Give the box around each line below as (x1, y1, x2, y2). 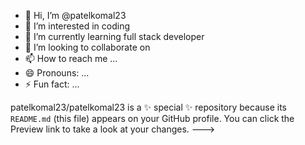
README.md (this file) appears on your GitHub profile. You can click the (10, 113, 295, 124)
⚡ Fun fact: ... (24, 78, 80, 90)
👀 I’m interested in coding (24, 20, 131, 32)
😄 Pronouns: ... (24, 67, 90, 79)
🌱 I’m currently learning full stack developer (24, 31, 205, 42)
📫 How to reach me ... (24, 53, 118, 64)
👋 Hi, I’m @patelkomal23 (24, 10, 127, 21)
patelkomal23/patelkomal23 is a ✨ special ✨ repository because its (10, 101, 287, 113)
